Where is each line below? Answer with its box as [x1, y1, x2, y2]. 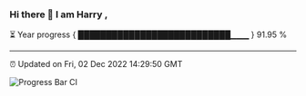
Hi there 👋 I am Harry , [9, 8, 108, 21]
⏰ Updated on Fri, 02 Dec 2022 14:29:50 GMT [9, 59, 183, 70]
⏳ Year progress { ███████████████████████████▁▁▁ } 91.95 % [9, 29, 288, 40]
